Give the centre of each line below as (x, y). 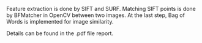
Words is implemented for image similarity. (60, 21)
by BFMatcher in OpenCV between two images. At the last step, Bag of (96, 15)
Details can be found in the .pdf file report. (60, 33)
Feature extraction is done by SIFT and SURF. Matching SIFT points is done (101, 9)
